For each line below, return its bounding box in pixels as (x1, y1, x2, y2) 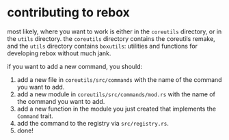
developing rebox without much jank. (7, 49, 111, 57)
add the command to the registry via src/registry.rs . (16, 119, 169, 127)
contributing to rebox (7, 5, 130, 20)
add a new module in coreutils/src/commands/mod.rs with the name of (16, 90, 215, 98)
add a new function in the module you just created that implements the (16, 104, 217, 113)
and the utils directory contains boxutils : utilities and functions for (7, 42, 198, 50)
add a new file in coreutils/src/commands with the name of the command (16, 75, 222, 83)
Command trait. (16, 111, 53, 120)
